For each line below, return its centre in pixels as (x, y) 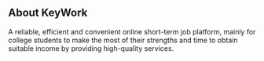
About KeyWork (48, 13)
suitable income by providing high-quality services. (91, 48)
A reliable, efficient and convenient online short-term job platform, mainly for (132, 31)
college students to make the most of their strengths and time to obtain (123, 40)
